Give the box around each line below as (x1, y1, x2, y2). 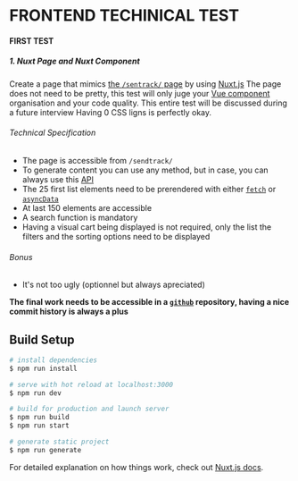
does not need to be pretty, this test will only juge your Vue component (9, 88, 270, 98)
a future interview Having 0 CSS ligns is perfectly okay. (9, 106, 212, 117)
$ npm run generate (9, 445, 82, 454)
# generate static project (9, 437, 110, 447)
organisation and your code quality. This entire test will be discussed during (9, 97, 288, 108)
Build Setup (9, 332, 75, 347)
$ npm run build (9, 413, 70, 422)
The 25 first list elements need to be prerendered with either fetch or (21, 183, 277, 194)
